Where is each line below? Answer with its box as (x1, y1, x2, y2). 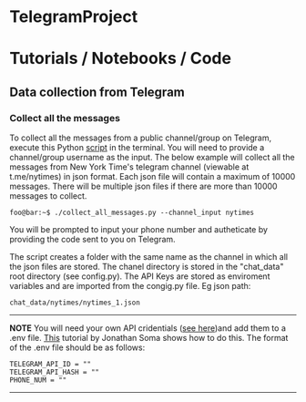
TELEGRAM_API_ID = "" (9, 360, 92, 369)
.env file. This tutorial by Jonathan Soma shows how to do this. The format (9, 333, 289, 344)
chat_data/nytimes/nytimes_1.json (9, 298, 141, 307)
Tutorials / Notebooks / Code (9, 48, 232, 69)
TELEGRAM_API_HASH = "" (9, 367, 100, 377)
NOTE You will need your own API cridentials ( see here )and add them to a (9, 323, 287, 334)
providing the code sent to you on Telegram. (9, 234, 176, 245)
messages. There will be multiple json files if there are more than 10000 (9, 180, 278, 192)
